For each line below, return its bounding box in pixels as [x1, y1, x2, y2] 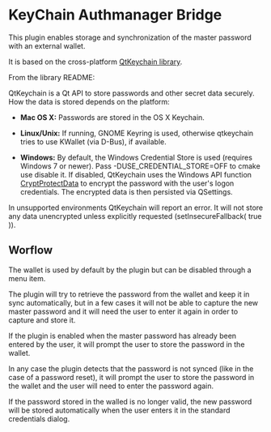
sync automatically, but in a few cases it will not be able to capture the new [8, 297, 259, 307]
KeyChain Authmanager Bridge [8, 6, 222, 24]
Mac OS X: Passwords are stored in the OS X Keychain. [19, 112, 205, 122]
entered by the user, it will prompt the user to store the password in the [8, 339, 245, 349]
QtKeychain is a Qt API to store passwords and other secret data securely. [8, 88, 255, 98]
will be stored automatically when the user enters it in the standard [8, 405, 231, 415]
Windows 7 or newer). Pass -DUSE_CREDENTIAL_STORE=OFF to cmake [19, 160, 260, 171]
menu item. [8, 273, 46, 283]
